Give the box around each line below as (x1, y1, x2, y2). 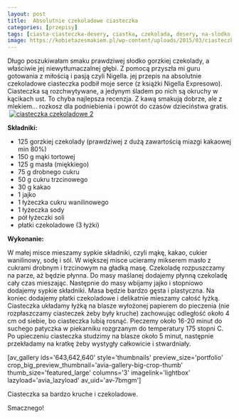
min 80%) (17, 145, 48, 153)
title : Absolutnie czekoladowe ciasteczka (7, 17, 139, 24)
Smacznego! (7, 404, 45, 413)
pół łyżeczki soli (17, 213, 65, 222)
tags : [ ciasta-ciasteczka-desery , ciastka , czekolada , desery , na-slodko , (7, 30, 234, 38)
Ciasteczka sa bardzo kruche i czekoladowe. (7, 390, 139, 398)
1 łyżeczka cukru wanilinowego (17, 198, 109, 207)
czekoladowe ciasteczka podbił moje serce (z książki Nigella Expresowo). (7, 79, 223, 88)
